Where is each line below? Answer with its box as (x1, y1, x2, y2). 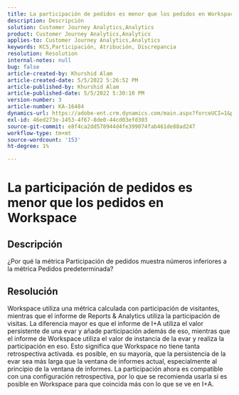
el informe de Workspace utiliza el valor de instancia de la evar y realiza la (7, 334, 225, 342)
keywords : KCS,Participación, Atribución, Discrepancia (7, 43, 176, 51)
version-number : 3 (7, 97, 62, 104)
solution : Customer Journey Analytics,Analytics (7, 23, 154, 31)
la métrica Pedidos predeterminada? (7, 265, 114, 273)
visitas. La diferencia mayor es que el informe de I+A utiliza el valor (7, 319, 204, 327)
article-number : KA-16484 (7, 103, 84, 110)
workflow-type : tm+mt (7, 130, 72, 137)
